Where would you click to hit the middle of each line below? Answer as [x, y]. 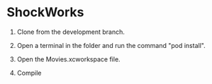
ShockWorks [45, 12]
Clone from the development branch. [71, 32]
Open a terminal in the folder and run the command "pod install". [111, 45]
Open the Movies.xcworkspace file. [69, 59]
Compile [29, 73]
